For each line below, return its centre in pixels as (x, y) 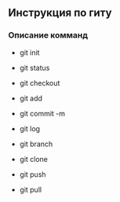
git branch (36, 144)
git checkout (40, 83)
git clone (34, 159)
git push (33, 174)
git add (31, 98)
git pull (30, 189)
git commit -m (42, 113)
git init (29, 52)
